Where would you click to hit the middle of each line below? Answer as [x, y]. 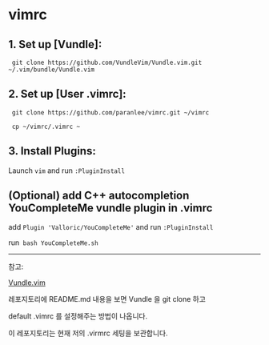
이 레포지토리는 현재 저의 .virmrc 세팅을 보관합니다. [88, 333]
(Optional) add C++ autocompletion [99, 196]
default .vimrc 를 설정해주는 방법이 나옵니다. [78, 316]
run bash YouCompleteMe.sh [53, 243]
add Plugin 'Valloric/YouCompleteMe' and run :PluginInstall [111, 227]
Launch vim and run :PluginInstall [67, 170]
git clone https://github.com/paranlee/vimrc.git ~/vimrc [110, 112]
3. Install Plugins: [52, 151]
